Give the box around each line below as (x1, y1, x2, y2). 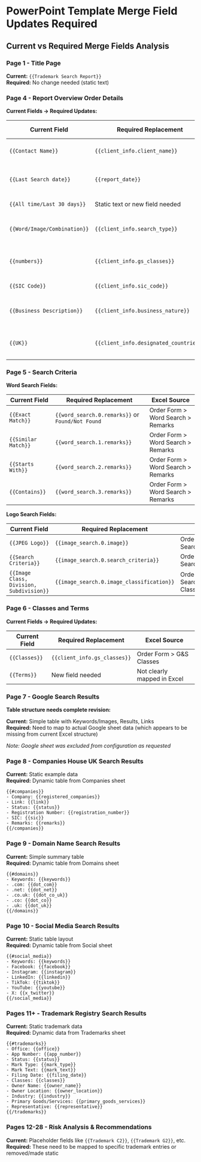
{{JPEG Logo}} (9, 540, 50, 547)
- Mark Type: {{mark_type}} (6, 1062, 77, 1068)
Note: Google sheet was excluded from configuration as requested (6, 742, 171, 750)
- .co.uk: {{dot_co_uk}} (6, 892, 68, 898)
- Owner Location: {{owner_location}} (6, 1088, 103, 1094)
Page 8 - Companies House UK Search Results (6, 757, 144, 765)
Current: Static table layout (6, 935, 74, 942)
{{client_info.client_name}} (95, 148, 178, 154)
